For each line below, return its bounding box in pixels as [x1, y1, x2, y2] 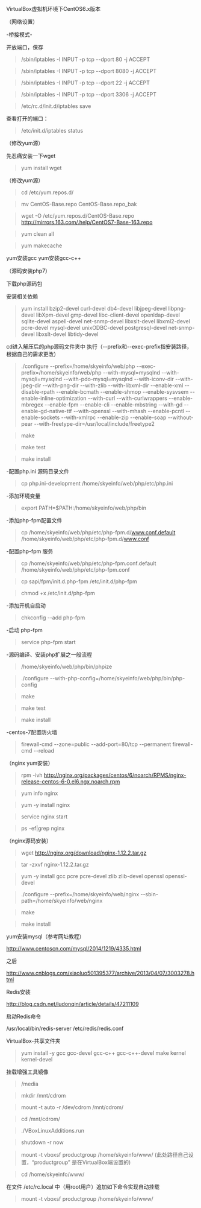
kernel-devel [20, 1056, 53, 1063]
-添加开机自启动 [6, 602, 46, 609]
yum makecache [20, 242, 63, 249]
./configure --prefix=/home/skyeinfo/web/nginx [20, 891, 140, 897]
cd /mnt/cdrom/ [20, 1115, 60, 1122]
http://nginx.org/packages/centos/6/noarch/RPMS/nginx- [44, 771, 187, 779]
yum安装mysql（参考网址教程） [6, 933, 85, 940]
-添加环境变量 [6, 492, 41, 499]
